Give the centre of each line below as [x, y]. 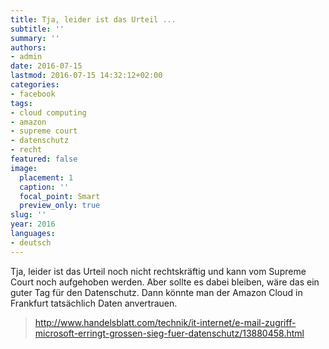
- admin [26, 57]
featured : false [44, 159]
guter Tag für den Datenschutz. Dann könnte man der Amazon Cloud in [156, 292]
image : [24, 168]
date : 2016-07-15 [46, 66]
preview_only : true [60, 206]
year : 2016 [33, 224]
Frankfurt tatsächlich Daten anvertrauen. [94, 303]
